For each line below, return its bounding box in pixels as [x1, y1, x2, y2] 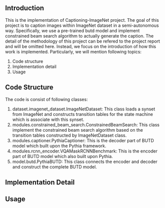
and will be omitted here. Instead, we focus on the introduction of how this [5, 43, 157, 49]
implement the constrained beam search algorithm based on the [12, 127, 143, 133]
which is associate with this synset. [12, 116, 84, 122]
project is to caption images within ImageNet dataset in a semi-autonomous [5, 22, 159, 28]
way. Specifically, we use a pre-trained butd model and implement [5, 27, 140, 34]
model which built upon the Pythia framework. [12, 143, 106, 149]
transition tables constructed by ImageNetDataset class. [12, 132, 127, 138]
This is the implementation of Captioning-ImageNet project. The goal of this [5, 17, 159, 23]
